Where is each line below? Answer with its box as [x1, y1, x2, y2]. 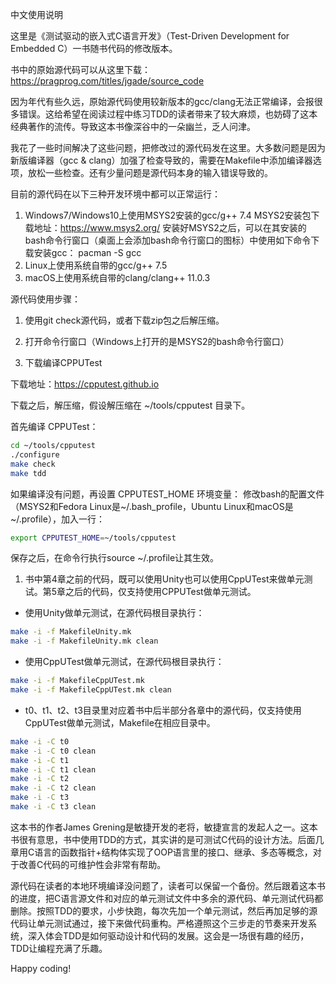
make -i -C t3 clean [10, 802, 97, 812]
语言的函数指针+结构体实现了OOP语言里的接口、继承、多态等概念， [34, 846, 313, 858]
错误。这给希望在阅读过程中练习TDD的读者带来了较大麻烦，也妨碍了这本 [18, 108, 318, 120]
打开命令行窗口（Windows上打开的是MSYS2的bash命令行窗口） [24, 336, 290, 347]
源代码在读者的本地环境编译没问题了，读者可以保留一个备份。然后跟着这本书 [10, 879, 326, 892]
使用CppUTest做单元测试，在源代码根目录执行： [24, 656, 225, 668]
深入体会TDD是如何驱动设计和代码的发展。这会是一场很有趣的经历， [27, 929, 310, 942]
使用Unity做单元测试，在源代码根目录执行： [24, 607, 205, 619]
